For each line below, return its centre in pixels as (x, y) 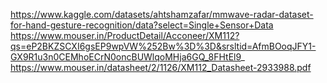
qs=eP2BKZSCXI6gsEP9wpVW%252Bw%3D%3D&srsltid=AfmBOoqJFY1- (163, 46)
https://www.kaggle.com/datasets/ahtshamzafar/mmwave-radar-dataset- (162, 14)
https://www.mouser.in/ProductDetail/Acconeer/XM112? (125, 35)
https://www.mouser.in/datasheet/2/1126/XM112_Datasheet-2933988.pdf (161, 67)
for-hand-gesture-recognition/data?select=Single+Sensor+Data (142, 25)
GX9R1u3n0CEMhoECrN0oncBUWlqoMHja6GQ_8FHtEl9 (126, 57)
